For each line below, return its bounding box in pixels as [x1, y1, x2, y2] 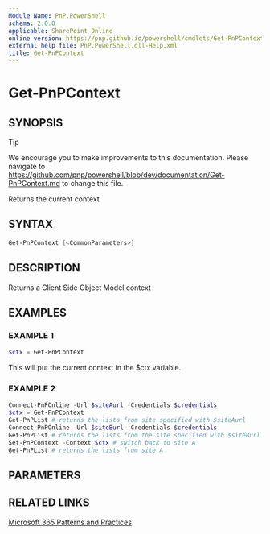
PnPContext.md [8, 179, 60, 188]
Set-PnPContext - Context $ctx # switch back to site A [8, 438, 196, 447]
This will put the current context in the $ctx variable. [8, 363, 182, 373]
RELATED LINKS [8, 496, 90, 510]
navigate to [8, 162, 46, 171]
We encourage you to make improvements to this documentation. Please [8, 153, 249, 162]
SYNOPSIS [8, 116, 63, 130]
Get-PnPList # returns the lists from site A [8, 446, 163, 454]
